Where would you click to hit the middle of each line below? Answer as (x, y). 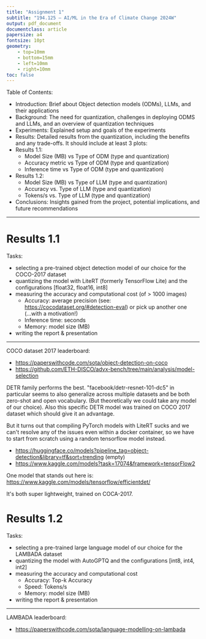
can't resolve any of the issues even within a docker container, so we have (101, 432)
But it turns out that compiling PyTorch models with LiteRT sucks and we (98, 426)
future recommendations (47, 209)
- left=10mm (32, 63)
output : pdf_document (34, 23)
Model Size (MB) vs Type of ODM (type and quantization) (97, 157)
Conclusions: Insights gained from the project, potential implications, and (107, 202)
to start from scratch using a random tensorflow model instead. (86, 439)
